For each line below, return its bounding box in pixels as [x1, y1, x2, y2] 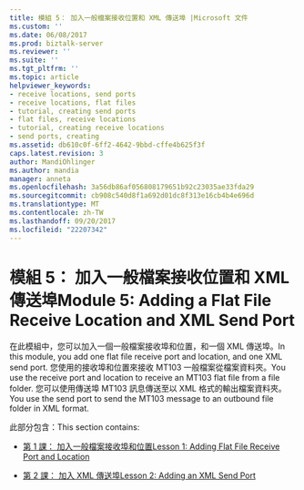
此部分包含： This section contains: [9, 422, 140, 433]
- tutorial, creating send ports [9, 107, 137, 116]
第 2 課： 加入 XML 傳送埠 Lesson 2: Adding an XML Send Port [22, 470, 257, 481]
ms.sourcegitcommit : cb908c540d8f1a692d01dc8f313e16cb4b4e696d [9, 191, 255, 200]
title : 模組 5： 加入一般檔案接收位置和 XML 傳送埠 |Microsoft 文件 [9, 13, 248, 23]
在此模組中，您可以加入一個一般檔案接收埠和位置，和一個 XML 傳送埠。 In [9, 341, 286, 352]
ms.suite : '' [9, 56, 59, 65]
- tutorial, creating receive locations [9, 124, 166, 133]
